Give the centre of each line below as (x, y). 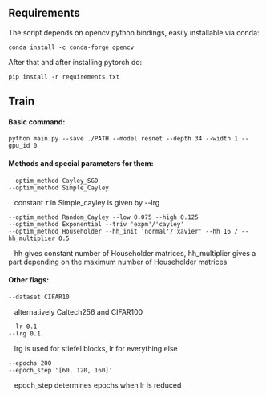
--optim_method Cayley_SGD (53, 181)
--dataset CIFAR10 (39, 297)
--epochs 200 (30, 363)
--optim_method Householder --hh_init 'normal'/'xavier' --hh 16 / (123, 231)
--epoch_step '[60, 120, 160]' (60, 370)
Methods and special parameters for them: (81, 163)
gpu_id (19, 146)
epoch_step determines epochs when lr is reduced (98, 385)
